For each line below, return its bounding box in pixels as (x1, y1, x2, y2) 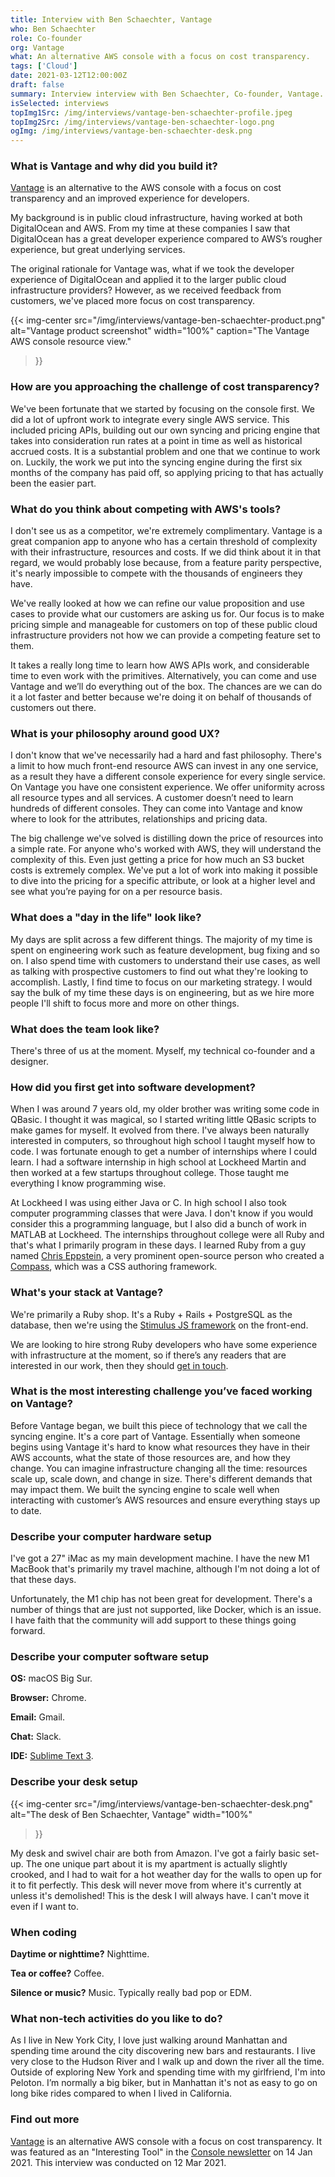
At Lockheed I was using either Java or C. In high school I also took (10, 1197, 287, 1209)
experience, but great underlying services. (10, 244, 186, 256)
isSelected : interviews (10, 98, 110, 108)
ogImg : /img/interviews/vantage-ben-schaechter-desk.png (10, 126, 253, 136)
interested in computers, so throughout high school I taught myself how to (10, 1135, 316, 1147)
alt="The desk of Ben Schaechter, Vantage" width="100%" (10, 1808, 253, 1820)
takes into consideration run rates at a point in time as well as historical (10, 434, 303, 446)
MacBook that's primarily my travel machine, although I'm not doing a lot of (10, 1563, 321, 1575)
